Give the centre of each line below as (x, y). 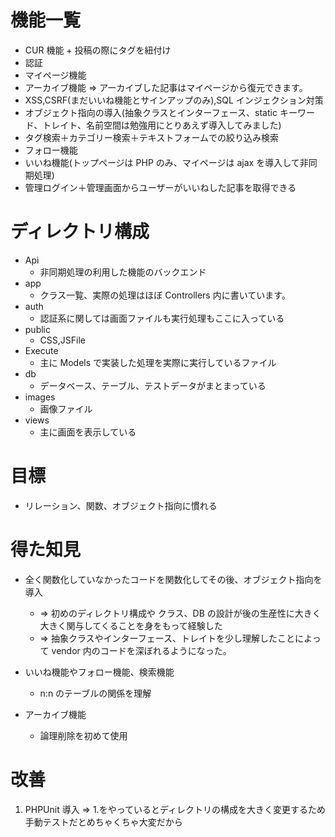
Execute (41, 350)
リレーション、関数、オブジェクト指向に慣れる (121, 505)
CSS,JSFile (62, 340)
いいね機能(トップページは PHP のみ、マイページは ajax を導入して (162, 162)
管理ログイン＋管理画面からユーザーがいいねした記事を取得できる (160, 187)
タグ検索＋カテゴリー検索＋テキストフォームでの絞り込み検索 (151, 137)
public (37, 329)
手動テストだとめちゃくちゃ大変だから (103, 822)
